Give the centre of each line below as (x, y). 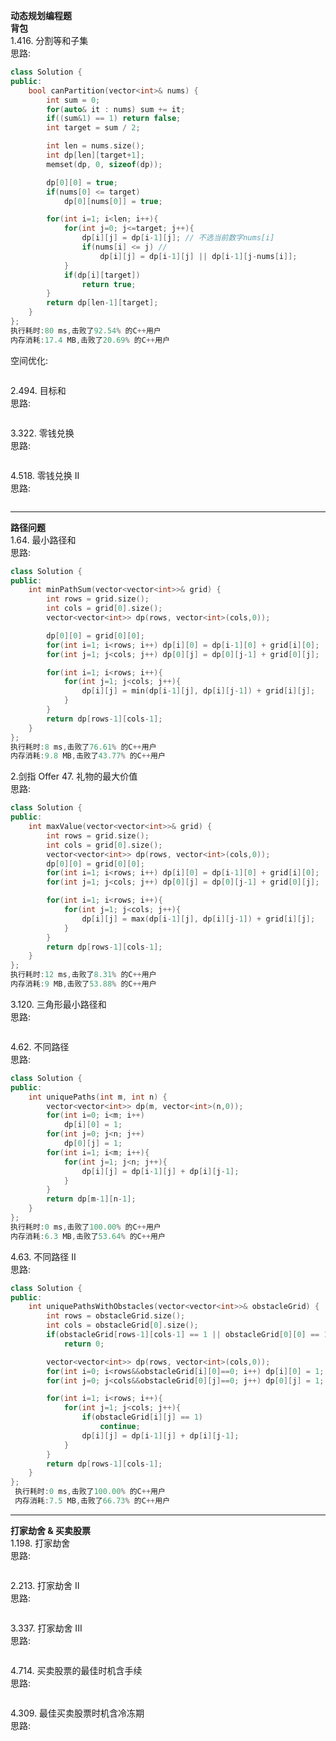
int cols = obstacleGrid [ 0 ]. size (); (122, 1325)
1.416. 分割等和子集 (49, 40)
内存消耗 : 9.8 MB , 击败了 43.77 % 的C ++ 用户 (88, 756)
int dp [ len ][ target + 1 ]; (95, 155)
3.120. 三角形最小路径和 (58, 1004)
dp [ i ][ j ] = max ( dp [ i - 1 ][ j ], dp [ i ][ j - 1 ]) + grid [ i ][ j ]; (198, 919)
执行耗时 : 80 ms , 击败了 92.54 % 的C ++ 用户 (86, 330)
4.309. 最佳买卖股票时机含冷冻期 (77, 1713)
